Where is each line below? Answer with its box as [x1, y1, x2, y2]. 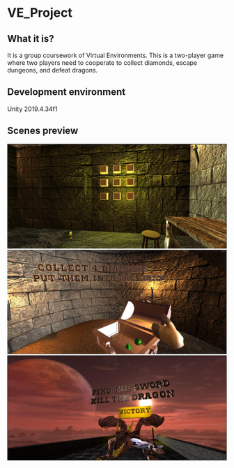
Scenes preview [7, 125, 79, 137]
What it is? [7, 33, 54, 45]
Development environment [7, 86, 126, 98]
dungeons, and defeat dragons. [7, 66, 98, 74]
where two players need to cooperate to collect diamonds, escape [7, 59, 198, 67]
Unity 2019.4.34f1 [7, 105, 58, 113]
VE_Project [7, 5, 73, 21]
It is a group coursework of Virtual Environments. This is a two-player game [7, 51, 224, 59]
